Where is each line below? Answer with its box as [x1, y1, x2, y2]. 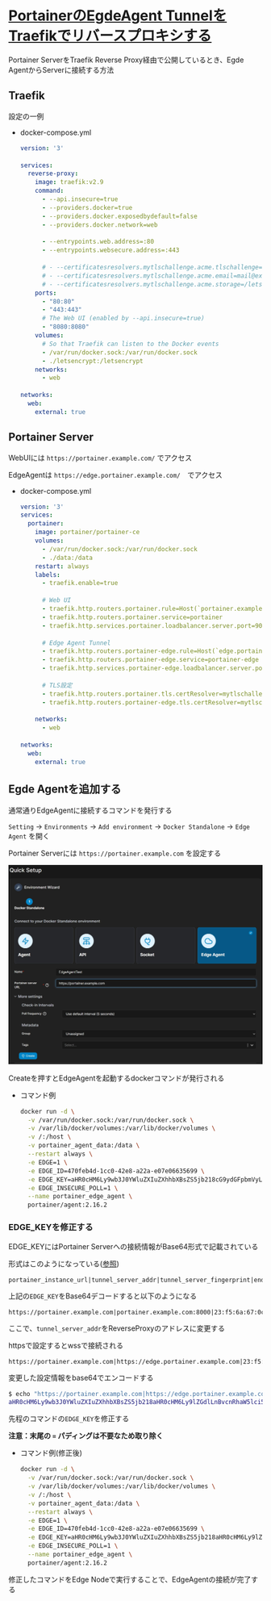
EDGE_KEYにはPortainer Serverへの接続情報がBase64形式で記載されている [8, 1241, 259, 1251]
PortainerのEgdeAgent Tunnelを [8, 6, 227, 25]
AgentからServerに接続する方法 [8, 65, 115, 74]
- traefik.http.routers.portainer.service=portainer [41, 613, 223, 621]
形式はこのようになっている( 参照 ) [8, 1259, 119, 1269]
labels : [35, 571, 60, 579]
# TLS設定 [41, 681, 73, 689]
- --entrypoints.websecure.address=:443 [41, 246, 180, 254]
